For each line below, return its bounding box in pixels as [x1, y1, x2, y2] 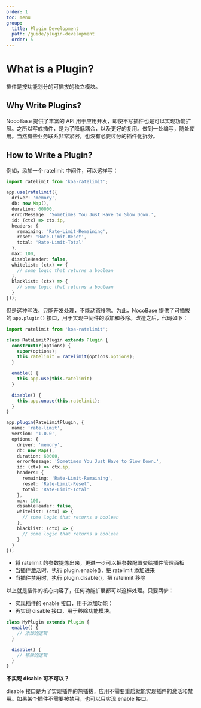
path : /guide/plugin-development [11, 31, 95, 37]
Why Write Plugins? [6, 101, 82, 111]
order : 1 [6, 8, 28, 15]
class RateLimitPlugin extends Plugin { [6, 337, 109, 343]
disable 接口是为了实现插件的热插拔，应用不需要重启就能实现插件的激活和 [6, 688, 188, 695]
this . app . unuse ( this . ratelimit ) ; [17, 398, 100, 404]
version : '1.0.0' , [11, 431, 58, 437]
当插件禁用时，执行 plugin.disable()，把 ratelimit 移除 [14, 574, 146, 582]
